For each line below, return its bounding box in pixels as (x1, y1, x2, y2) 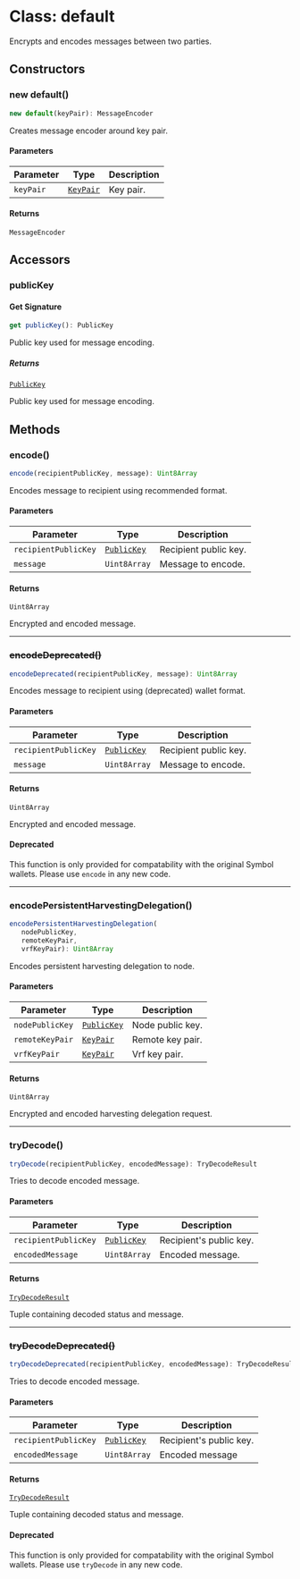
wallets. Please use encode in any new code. (9, 869, 171, 880)
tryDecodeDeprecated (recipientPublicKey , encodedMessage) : (9, 1360, 234, 1369)
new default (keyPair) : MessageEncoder (9, 109, 154, 118)
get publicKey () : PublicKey (9, 321, 114, 330)
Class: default (9, 6, 115, 27)
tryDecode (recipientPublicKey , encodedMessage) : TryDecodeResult (9, 1160, 257, 1169)
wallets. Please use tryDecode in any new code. (9, 1558, 183, 1570)
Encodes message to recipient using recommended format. (9, 485, 228, 495)
